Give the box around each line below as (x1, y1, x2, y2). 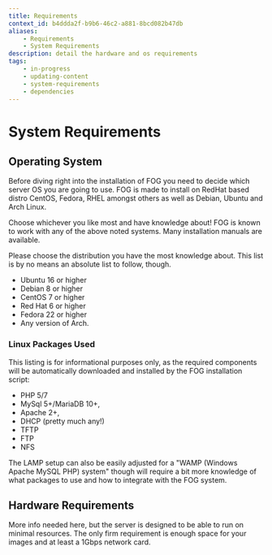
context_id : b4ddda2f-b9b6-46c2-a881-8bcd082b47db (8, 20, 183, 28)
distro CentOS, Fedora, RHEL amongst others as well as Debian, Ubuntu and (8, 193, 263, 203)
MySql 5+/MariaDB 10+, (19, 399, 101, 409)
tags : (8, 58, 27, 66)
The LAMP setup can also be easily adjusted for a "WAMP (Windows (8, 457, 238, 467)
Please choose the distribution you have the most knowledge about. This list (8, 251, 264, 261)
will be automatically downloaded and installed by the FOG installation (8, 366, 243, 375)
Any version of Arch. (19, 319, 89, 328)
